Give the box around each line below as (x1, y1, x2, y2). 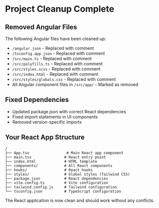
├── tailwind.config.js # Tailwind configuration (5, 185, 117, 189)
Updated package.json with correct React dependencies (12, 108, 126, 114)
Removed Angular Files (5, 23, 77, 31)
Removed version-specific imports (12, 119, 82, 125)
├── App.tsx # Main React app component (5, 150, 124, 155)
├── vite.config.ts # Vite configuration (5, 180, 109, 185)
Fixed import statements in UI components (12, 114, 98, 120)
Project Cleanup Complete (5, 3, 114, 15)
